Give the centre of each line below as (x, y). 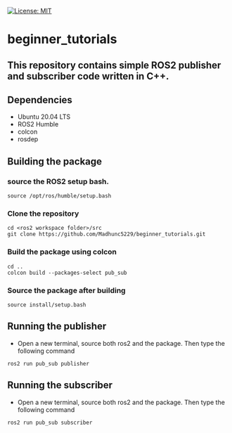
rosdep (28, 139)
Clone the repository (43, 213)
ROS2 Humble (38, 124)
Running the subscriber (60, 386)
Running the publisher (57, 327)
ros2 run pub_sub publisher (49, 363)
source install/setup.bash (47, 305)
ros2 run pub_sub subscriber (50, 422)
